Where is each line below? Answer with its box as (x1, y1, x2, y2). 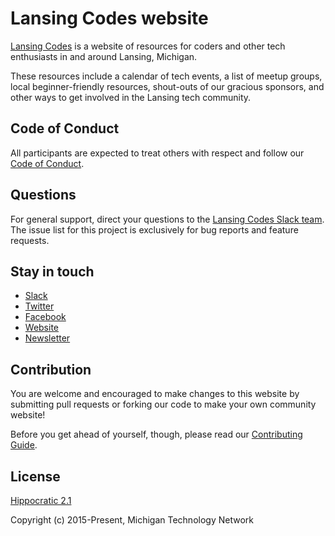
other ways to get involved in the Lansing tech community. (10, 91, 252, 103)
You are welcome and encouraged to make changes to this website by (10, 388, 300, 400)
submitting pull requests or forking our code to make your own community (10, 398, 317, 411)
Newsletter (24, 332, 71, 344)
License (10, 468, 61, 485)
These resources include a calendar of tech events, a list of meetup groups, (10, 70, 323, 82)
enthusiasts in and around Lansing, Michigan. (10, 50, 198, 62)
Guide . (10, 439, 38, 451)
